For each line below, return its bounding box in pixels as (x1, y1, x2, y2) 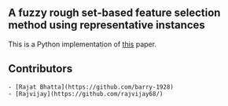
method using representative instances (8, 19, 206, 32)
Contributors (8, 62, 73, 75)
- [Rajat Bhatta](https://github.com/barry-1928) (8, 82, 175, 91)
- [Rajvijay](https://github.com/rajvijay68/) (8, 90, 164, 97)
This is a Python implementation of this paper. (8, 39, 157, 49)
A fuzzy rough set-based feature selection (8, 6, 221, 20)
